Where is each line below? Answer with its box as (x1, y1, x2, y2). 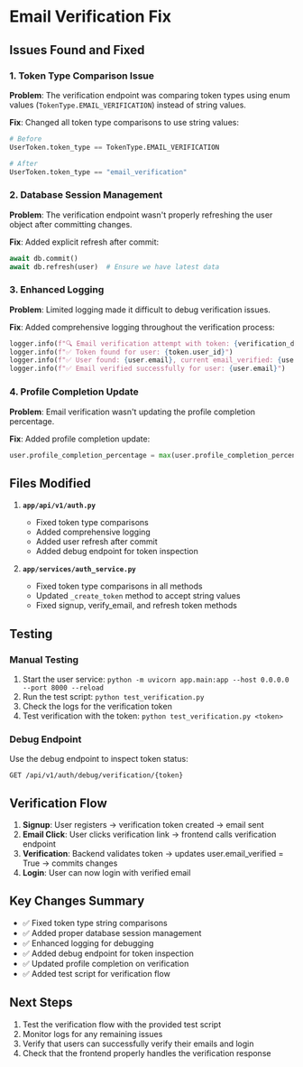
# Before (9, 134, 42, 144)
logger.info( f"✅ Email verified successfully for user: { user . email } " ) (9, 364, 286, 374)
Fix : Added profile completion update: (9, 433, 151, 444)
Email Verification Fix (9, 6, 171, 27)
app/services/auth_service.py (22, 565, 137, 574)
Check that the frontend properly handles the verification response (22, 1047, 271, 1058)
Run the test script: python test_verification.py (22, 691, 205, 701)
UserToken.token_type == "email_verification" (9, 167, 188, 177)
